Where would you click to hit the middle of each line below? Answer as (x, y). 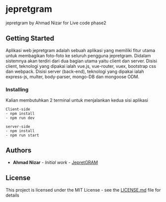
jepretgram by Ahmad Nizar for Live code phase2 (56, 23)
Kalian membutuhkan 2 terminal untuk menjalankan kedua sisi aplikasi (77, 101)
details (12, 195)
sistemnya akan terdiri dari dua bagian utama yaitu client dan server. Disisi (82, 61)
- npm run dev (20, 118)
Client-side (18, 109)
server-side (18, 127)
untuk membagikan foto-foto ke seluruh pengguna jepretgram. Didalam (78, 55)
